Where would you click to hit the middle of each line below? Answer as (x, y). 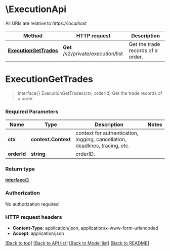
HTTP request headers (34, 217)
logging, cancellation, (101, 140)
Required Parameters (32, 111)
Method (33, 35)
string (38, 154)
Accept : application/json (38, 233)
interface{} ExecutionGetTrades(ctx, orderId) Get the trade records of (90, 93)
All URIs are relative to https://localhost (46, 23)
